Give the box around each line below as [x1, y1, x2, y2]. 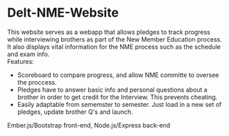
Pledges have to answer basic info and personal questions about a [17, 85, 208, 94]
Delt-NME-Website [7, 5, 119, 21]
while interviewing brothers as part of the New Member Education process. [7, 35, 222, 43]
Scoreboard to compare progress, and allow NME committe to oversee [17, 71, 220, 79]
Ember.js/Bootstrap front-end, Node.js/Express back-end [7, 121, 171, 129]
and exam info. [7, 50, 50, 58]
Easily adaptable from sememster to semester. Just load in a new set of [17, 100, 222, 108]
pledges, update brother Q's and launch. [17, 108, 133, 116]
